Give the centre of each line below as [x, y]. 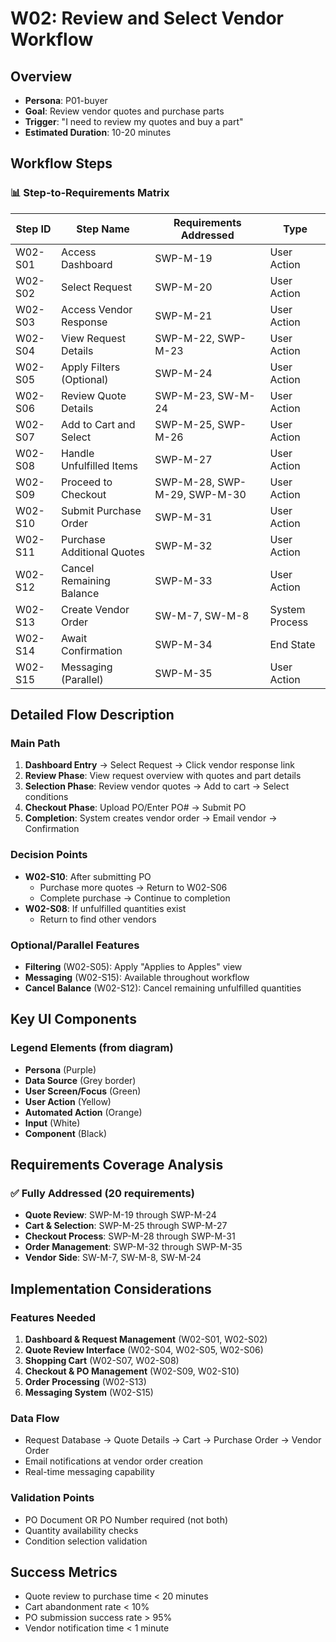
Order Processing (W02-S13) [85, 1382]
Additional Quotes [102, 552]
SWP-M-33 [183, 580]
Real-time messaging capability [89, 1472]
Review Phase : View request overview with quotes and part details [163, 776]
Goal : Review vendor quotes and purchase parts [124, 111]
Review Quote [93, 395]
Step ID [33, 229]
